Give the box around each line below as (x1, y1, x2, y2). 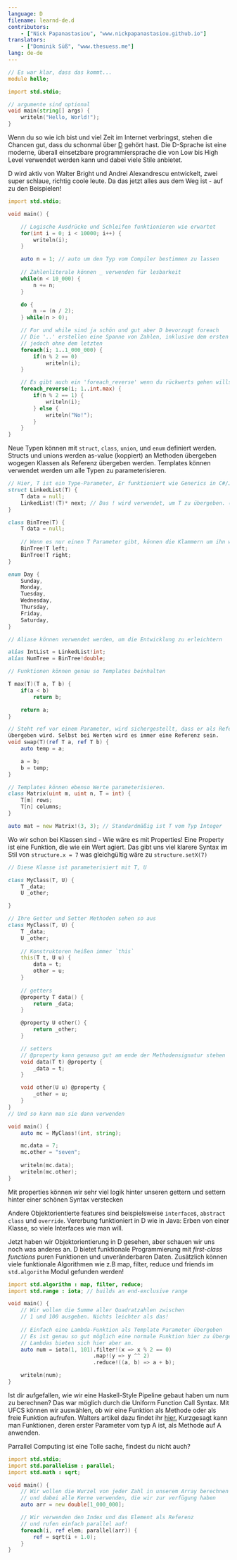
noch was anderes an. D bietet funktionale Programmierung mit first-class (8, 1245, 223, 1253)
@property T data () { (20, 993, 84, 1000)
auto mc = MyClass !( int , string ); (20, 1129, 122, 1137)
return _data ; (33, 1000, 75, 1007)
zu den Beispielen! (8, 184, 62, 192)
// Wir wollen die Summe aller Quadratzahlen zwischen (20, 1307, 185, 1314)
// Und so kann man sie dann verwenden (8, 1110, 125, 1117)
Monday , (20, 584, 43, 591)
